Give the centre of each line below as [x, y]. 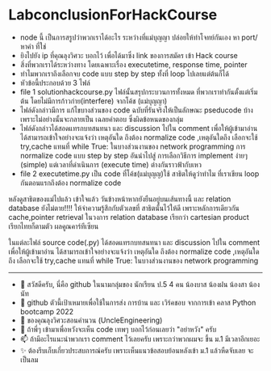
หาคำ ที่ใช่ [33, 46]
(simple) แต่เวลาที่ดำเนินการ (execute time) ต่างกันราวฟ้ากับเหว [110, 164]
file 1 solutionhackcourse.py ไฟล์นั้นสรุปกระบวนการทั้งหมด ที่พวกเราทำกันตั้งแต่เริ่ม [139, 91]
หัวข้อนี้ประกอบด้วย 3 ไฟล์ [55, 82]
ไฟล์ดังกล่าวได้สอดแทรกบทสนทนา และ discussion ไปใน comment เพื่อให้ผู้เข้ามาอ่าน [139, 128]
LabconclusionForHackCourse [113, 15]
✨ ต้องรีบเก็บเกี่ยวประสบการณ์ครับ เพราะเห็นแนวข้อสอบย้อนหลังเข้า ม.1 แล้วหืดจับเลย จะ [137, 350]
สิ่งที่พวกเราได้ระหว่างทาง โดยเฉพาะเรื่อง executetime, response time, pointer [133, 64]
